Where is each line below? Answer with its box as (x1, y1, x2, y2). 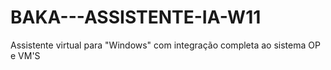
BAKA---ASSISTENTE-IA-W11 (10, 6, 262, 29)
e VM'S (10, 49, 41, 61)
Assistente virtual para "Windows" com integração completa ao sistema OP (10, 39, 321, 51)
